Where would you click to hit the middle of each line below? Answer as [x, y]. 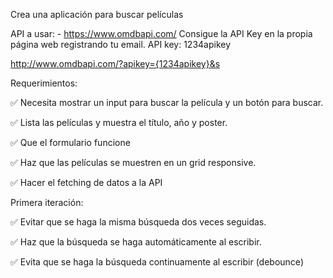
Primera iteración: [47, 202]
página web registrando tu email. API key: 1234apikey [121, 44]
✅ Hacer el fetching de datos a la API [86, 182]
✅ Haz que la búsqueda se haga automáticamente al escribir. [136, 242]
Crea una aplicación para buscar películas [97, 14]
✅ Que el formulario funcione [70, 142]
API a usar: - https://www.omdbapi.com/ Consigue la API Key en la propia [161, 33]
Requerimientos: [44, 83]
